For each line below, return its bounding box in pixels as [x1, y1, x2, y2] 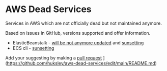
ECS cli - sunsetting [12, 45, 54, 51]
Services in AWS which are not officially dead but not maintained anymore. [5, 20, 162, 26]
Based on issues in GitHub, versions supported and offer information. [5, 30, 151, 36]
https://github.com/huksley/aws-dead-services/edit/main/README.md [7, 60, 155, 66]
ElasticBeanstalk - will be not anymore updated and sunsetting [12, 39, 144, 46]
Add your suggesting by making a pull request [5, 54, 102, 61]
